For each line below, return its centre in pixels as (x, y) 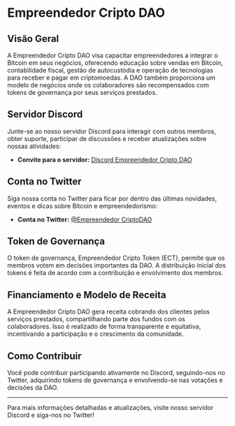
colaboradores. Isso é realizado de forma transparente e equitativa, (104, 327)
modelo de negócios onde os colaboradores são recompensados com (108, 85)
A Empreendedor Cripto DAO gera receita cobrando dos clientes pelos (108, 311)
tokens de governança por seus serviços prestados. (82, 93)
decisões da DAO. (33, 388)
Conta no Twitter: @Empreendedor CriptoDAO (85, 219)
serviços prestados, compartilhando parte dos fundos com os (96, 319)
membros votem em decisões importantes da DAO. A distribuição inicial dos (116, 265)
